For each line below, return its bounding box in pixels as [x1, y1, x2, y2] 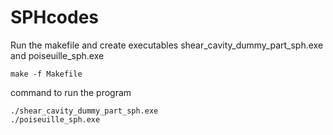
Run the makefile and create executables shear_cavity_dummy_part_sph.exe [10, 39, 324, 51]
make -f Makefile [10, 69, 83, 79]
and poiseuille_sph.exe [10, 49, 105, 61]
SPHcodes [10, 6, 100, 29]
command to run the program [10, 86, 132, 98]
